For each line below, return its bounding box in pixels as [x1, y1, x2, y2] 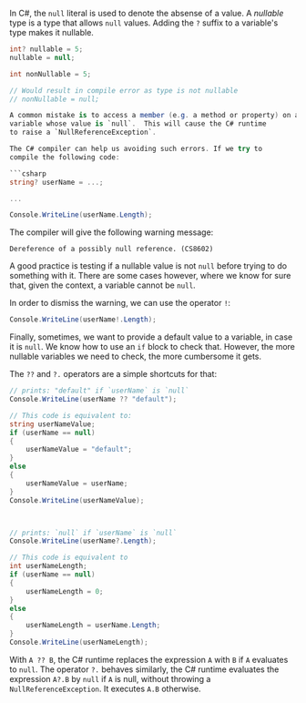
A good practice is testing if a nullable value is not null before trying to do [9, 260, 288, 271]
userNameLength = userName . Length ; [25, 621, 161, 630]
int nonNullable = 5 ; [9, 69, 92, 78]
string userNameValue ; [9, 419, 96, 429]
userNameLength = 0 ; [25, 586, 104, 596]
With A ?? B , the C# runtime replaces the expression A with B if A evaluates [9, 654, 289, 665]
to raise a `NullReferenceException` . [9, 127, 157, 138]
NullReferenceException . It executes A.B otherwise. [9, 683, 202, 694]
